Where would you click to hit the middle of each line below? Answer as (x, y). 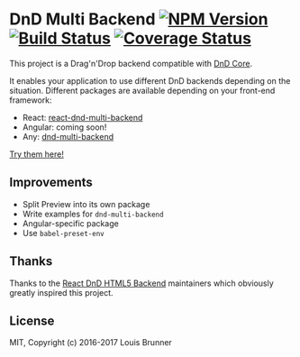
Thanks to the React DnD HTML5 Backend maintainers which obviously (142, 283)
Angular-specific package (70, 223)
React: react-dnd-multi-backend (82, 117)
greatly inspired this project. (62, 292)
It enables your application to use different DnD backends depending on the (150, 80)
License (32, 320)
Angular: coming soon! (64, 127)
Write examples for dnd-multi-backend (93, 214)
